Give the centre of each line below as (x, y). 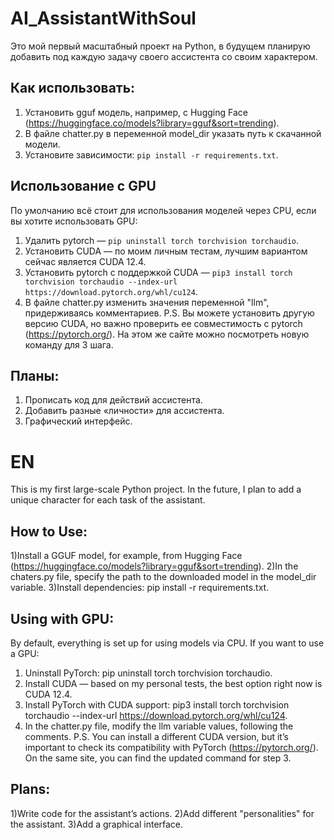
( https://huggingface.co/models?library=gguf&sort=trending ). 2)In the (154, 566)
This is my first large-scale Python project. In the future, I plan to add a (156, 489)
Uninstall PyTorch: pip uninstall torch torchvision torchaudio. (148, 673)
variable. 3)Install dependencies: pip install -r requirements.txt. (140, 588)
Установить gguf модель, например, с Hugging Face (136, 112)
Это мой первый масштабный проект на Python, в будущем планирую (160, 46)
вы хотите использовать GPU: (74, 221)
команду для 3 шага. (69, 344)
